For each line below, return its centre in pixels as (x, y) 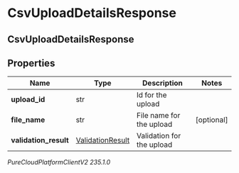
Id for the (152, 95)
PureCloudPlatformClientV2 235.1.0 (59, 162)
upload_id (28, 99)
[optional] (212, 120)
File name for (158, 116)
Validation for (159, 136)
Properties (31, 63)
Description (162, 83)
